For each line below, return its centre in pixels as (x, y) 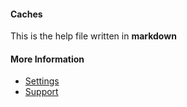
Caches (26, 14)
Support (41, 92)
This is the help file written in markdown (93, 36)
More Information (47, 59)
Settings (42, 81)
